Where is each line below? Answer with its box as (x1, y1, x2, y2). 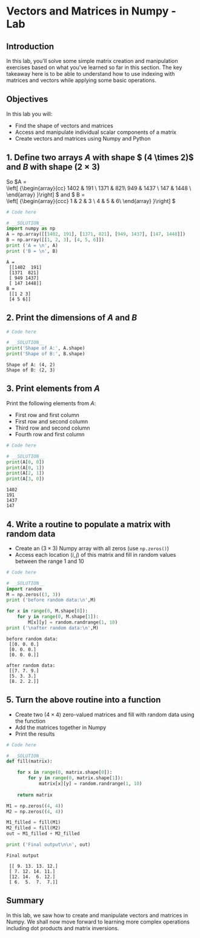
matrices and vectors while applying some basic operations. (6, 77, 156, 84)
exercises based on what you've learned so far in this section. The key (6, 64, 182, 71)
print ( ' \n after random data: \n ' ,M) (6, 625, 99, 631)
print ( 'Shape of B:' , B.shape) (6, 351, 85, 357)
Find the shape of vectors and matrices (15, 122, 113, 129)
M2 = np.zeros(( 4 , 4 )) (6, 808, 64, 814)
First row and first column (15, 411, 80, 419)
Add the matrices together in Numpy (15, 723, 107, 731)
